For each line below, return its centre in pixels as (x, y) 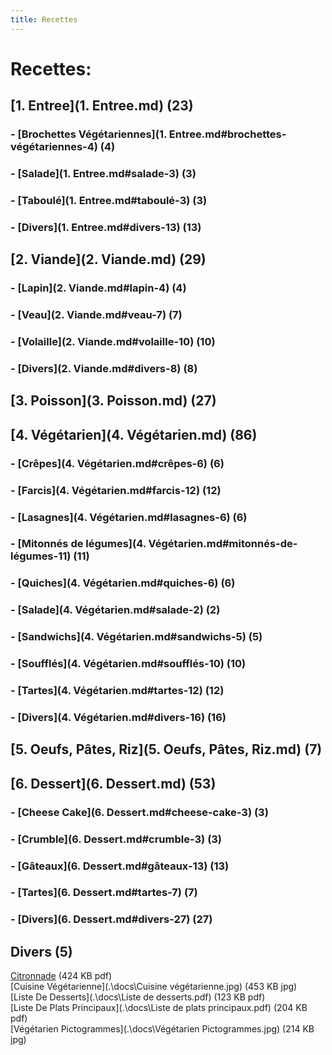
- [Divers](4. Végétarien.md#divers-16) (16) (118, 717)
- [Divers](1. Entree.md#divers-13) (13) (106, 227)
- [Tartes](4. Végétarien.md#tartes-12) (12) (117, 691)
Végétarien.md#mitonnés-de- (223, 544)
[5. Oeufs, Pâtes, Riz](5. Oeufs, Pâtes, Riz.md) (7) (166, 749)
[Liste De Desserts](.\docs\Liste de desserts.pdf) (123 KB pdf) (138, 997)
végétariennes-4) (54, 147)
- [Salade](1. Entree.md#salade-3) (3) (103, 174)
